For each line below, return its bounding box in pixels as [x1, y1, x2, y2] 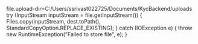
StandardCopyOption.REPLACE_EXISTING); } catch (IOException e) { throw [6, 24, 193, 31]
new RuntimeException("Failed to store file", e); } [6, 31, 128, 38]
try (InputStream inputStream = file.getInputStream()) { [6, 11, 142, 19]
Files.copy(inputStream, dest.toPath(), [6, 18, 101, 25]
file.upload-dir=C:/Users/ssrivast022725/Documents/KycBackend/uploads [6, 5, 193, 12]
